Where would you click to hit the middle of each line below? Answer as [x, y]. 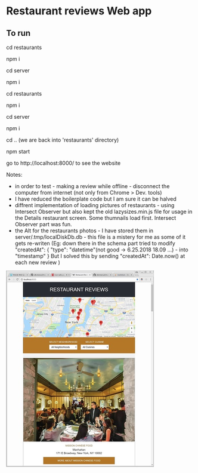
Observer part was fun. [44, 224]
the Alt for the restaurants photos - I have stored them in [84, 231]
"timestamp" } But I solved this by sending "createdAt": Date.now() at [100, 256]
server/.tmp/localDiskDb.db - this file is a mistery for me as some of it [100, 237]
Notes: [14, 175]
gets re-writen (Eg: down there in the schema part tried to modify [95, 243]
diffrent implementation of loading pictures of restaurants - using [95, 205]
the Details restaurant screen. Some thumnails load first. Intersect [95, 218]
